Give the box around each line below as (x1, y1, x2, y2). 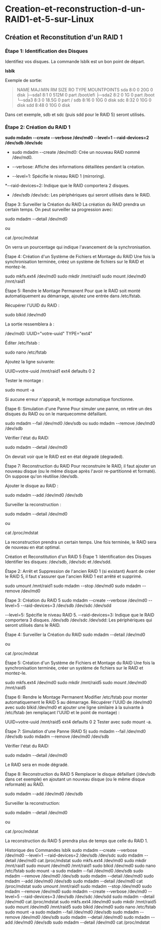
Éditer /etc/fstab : (5, 340, 40, 346)
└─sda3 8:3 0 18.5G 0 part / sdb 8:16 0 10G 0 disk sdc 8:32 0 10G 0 (16, 97, 152, 103)
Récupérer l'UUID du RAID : (5, 302, 59, 309)
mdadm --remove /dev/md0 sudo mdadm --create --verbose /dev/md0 (5, 889, 147, 895)
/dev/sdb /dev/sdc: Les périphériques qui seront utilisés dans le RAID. (12, 192, 151, 198)
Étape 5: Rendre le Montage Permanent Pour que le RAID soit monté (5, 288, 141, 294)
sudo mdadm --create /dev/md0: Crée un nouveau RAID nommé (12, 149, 140, 155)
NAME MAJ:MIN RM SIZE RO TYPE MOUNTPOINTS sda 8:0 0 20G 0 (16, 86, 153, 93)
